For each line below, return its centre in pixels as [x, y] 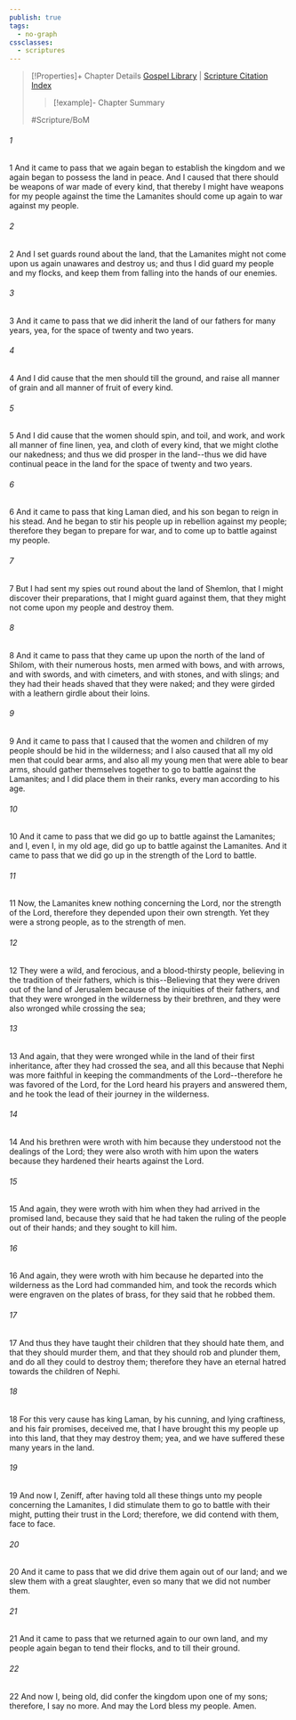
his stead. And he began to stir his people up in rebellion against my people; [148, 521]
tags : [19, 26]
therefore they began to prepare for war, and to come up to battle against [143, 531]
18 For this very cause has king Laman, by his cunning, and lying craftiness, [148, 1419]
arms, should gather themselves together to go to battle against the [132, 769]
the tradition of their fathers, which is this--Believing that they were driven [145, 980]
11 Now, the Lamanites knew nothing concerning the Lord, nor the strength [145, 903]
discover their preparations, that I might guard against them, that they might [148, 598]
